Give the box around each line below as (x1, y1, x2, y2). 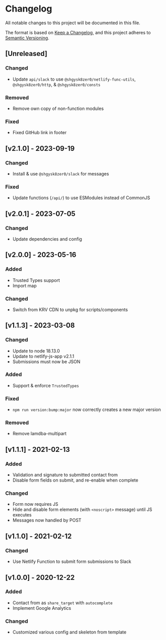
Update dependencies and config (12, 236, 82, 242)
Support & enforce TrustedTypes (12, 382, 79, 388)
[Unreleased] (5, 49, 48, 58)
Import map (12, 282, 37, 288)
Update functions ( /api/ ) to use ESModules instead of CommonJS (12, 195, 150, 201)
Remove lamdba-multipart (12, 431, 67, 437)
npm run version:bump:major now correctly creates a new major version (12, 406, 161, 413)
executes (12, 512, 32, 518)
